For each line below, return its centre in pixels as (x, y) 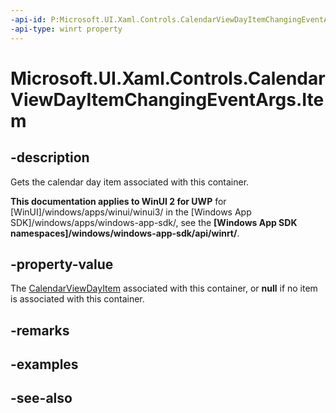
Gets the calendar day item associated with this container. (130, 182)
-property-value (62, 264)
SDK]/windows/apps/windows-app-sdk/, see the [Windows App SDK (154, 222)
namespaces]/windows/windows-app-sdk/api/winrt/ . (125, 233)
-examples (44, 364)
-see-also (41, 398)
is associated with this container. (77, 299)
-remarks (40, 330)
